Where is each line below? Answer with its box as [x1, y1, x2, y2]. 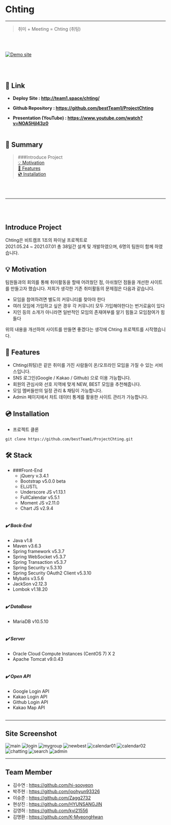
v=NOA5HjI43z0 [12, 120, 49, 126]
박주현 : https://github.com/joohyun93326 [12, 788, 100, 794]
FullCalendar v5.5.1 [20, 494, 60, 501]
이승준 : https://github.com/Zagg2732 [12, 795, 91, 801]
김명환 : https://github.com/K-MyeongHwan [12, 814, 103, 820]
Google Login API [12, 688, 49, 694]
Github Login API [12, 699, 48, 705]
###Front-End [12, 467, 42, 473]
